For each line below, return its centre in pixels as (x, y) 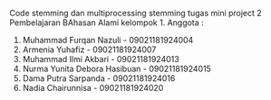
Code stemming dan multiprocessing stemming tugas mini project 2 (136, 13)
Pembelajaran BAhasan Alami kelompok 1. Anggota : (106, 23)
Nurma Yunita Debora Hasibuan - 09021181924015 (116, 68)
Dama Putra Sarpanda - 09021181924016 (99, 78)
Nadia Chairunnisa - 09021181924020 (93, 88)
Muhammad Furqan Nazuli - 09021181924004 (108, 40)
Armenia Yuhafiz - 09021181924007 (89, 50)
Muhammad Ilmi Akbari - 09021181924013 (101, 59)
